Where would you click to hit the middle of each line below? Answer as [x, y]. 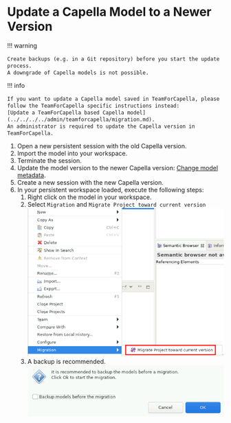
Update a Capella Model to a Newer [109, 12]
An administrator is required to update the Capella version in [101, 126]
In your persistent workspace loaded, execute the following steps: [110, 190]
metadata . [31, 175]
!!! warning [22, 45]
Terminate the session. [49, 160]
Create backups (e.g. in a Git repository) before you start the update [113, 59]
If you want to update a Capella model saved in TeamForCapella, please [113, 99]
